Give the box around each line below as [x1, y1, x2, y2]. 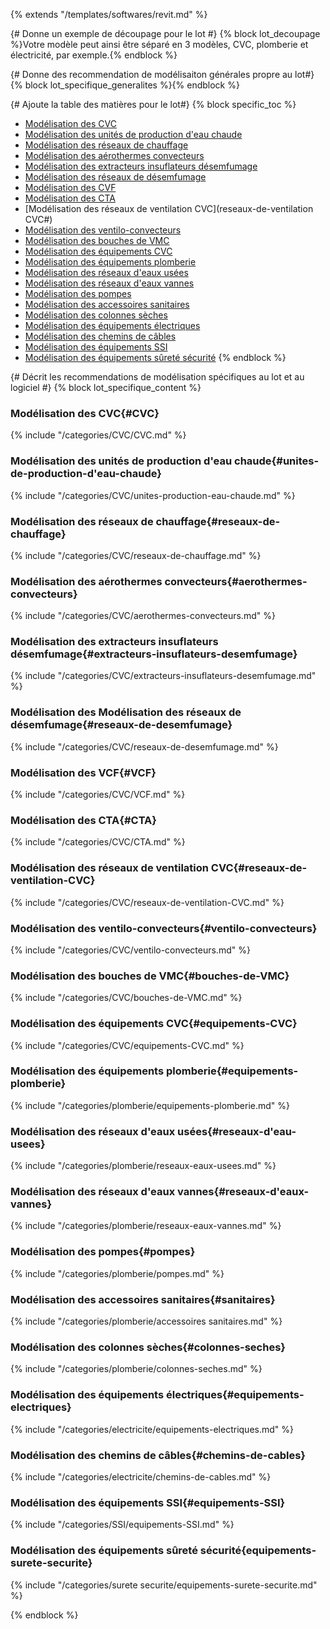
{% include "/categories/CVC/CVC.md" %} [10, 429, 187, 441]
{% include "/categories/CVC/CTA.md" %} [10, 836, 186, 848]
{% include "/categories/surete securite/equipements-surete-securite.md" [10, 1579, 318, 1591]
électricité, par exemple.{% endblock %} [10, 49, 178, 61]
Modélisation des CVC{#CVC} [10, 406, 160, 420]
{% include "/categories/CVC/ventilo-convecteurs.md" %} [10, 944, 251, 956]
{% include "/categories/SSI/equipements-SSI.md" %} [10, 1519, 235, 1531]
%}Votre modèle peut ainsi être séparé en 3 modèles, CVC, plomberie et [10, 39, 309, 50]
